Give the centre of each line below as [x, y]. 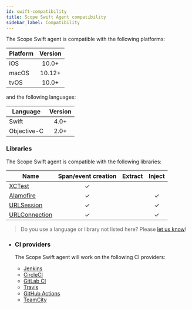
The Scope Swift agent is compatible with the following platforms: [86, 39]
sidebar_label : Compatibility [43, 22]
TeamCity [35, 300]
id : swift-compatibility [36, 11]
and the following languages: [41, 97]
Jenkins [33, 268]
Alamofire [23, 196]
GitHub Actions [42, 293]
